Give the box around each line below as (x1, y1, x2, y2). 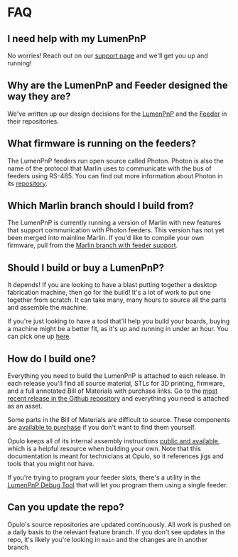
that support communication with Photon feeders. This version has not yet (7, 226, 225, 234)
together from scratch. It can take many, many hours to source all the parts (7, 296, 227, 304)
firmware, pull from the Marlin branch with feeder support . (7, 241, 178, 249)
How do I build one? (7, 352, 97, 364)
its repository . (7, 179, 48, 188)
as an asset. (7, 402, 43, 411)
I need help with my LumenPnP (7, 33, 147, 45)
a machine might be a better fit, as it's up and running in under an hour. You (7, 325, 229, 333)
